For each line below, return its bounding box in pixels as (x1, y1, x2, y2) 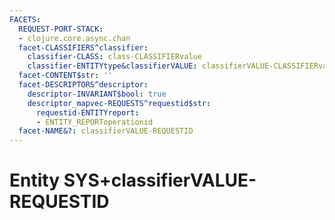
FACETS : (9, 14, 42, 25)
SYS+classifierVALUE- (63, 169, 257, 192)
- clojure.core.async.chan (18, 33, 131, 43)
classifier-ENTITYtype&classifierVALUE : (27, 61, 198, 71)
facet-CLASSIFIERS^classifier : (18, 42, 149, 53)
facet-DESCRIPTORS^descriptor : (18, 80, 149, 90)
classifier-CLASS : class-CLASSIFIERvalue (27, 52, 202, 62)
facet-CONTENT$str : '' (18, 71, 113, 81)
